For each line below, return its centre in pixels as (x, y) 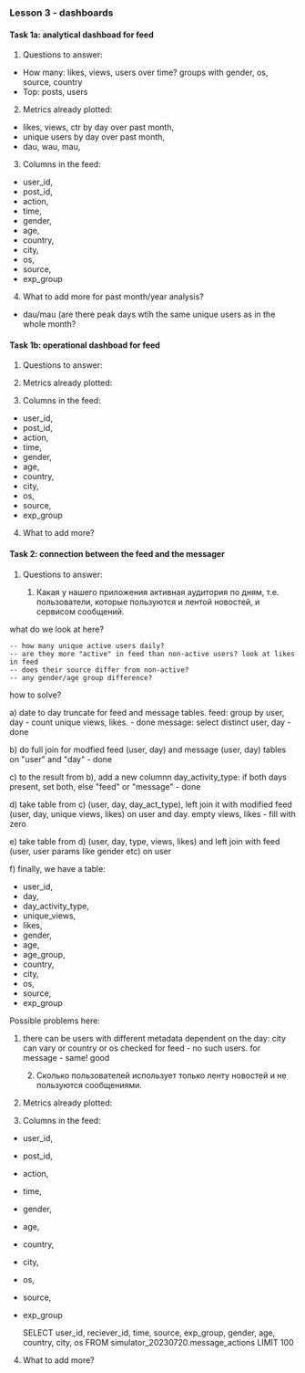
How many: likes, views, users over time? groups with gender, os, (145, 73)
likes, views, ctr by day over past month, (98, 127)
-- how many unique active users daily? (87, 645)
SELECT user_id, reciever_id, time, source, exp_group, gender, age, (149, 1332)
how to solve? (36, 695)
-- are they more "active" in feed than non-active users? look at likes (152, 654)
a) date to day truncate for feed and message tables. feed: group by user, (147, 712)
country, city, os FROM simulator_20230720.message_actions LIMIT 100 (158, 1342)
